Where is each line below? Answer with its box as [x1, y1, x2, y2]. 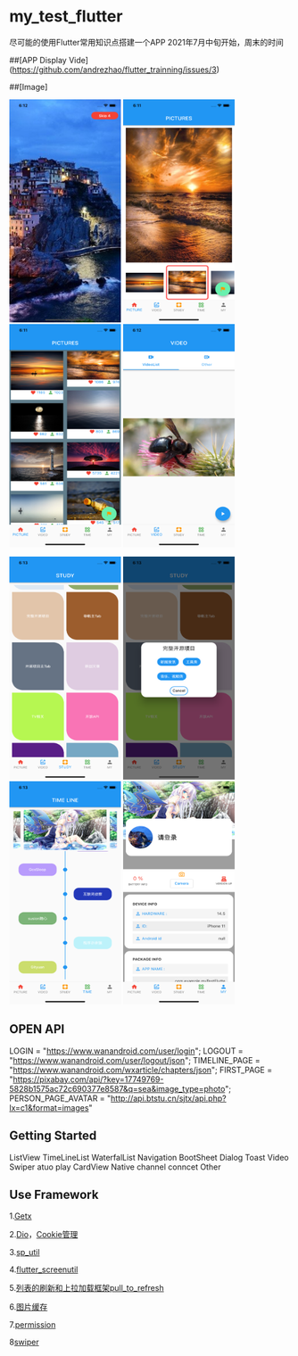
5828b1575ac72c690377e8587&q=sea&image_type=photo [9, 1083, 226, 1094]
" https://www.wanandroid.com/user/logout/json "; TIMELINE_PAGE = [9, 1054, 261, 1065]
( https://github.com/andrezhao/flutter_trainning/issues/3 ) [9, 64, 220, 75]
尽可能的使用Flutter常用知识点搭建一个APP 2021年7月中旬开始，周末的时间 [9, 37, 284, 47]
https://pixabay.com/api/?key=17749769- [12, 1073, 164, 1085]
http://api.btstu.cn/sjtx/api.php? [110, 1093, 227, 1104]
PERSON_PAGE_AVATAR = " [9, 1093, 112, 1104]
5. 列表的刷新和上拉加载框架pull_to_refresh [9, 1283, 164, 1294]
